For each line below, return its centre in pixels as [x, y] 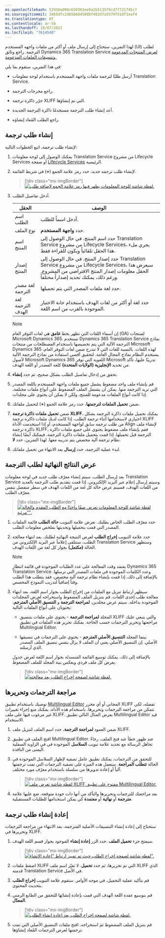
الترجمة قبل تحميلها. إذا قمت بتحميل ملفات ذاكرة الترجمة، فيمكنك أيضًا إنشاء [82, 434]
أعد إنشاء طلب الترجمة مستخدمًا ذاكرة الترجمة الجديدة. [63, 110]
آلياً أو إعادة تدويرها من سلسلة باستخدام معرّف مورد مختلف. [67, 769]
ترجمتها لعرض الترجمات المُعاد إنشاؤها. [48, 930]
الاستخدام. [14, 720]
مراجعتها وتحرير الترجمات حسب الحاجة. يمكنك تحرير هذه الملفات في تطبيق [88, 622]
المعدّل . [19, 901]
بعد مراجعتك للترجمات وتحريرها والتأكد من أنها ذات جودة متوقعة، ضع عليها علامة [85, 794]
